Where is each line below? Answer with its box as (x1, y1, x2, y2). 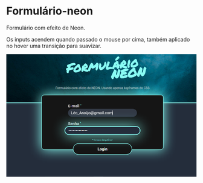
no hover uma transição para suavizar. (6, 42, 101, 49)
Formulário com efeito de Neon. (6, 24, 86, 31)
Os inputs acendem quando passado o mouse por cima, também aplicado (6, 36, 190, 43)
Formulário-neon (6, 4, 94, 18)
